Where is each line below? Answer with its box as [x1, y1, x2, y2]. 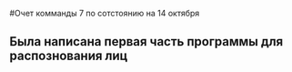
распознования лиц [9, 48, 128, 64]
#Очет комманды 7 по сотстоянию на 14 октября [9, 8, 200, 18]
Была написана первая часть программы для [9, 34, 284, 49]
